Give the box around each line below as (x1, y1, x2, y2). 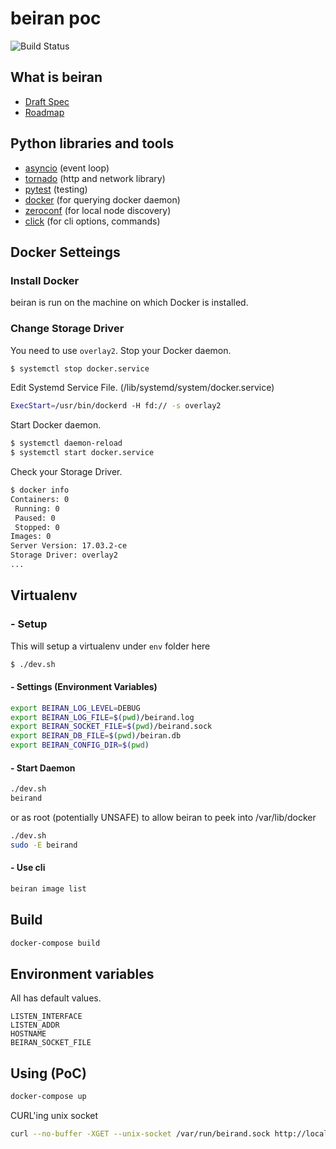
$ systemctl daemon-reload (10, 438, 123, 449)
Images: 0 (10, 532, 52, 542)
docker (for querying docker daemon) (24, 193, 181, 206)
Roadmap (24, 106, 65, 118)
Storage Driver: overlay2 (10, 550, 118, 561)
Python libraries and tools (10, 135, 175, 152)
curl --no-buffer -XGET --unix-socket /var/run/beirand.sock (10, 1129, 271, 1139)
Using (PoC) (10, 1065, 87, 1082)
